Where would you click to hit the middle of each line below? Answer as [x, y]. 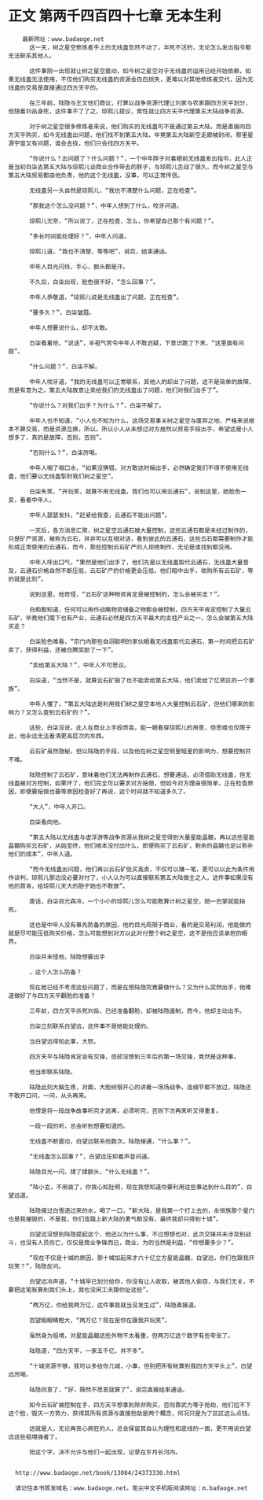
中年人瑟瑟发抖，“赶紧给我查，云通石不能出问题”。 [100, 515]
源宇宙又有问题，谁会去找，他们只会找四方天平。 [75, 143]
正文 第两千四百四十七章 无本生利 [115, 16]
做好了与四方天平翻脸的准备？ [55, 996]
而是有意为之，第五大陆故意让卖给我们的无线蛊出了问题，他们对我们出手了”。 [115, 390]
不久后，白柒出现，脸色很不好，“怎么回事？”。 [94, 282]
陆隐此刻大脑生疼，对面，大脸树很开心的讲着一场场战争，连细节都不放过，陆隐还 [140, 1087]
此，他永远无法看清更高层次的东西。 [58, 736]
